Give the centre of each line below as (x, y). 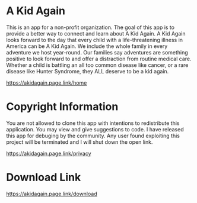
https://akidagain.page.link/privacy (49, 153)
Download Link (44, 177)
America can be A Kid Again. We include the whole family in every (87, 46)
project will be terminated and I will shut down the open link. (80, 142)
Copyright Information (62, 107)
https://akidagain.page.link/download (52, 194)
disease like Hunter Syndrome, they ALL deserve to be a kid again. (88, 71)
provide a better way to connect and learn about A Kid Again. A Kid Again (96, 33)
